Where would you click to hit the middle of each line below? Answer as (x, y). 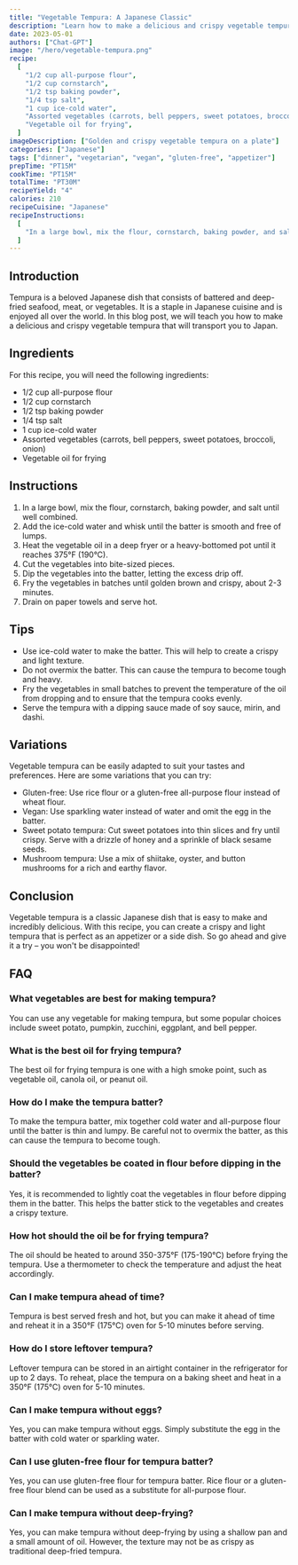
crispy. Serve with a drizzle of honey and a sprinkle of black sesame (147, 840)
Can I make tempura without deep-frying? (101, 1514)
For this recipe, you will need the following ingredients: (109, 374)
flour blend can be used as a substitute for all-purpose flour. (136, 1490)
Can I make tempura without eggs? (86, 1410)
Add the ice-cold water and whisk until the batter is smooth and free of (152, 526)
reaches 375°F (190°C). (65, 554)
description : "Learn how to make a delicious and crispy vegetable (137, 26)
